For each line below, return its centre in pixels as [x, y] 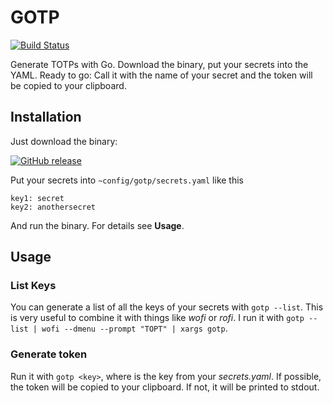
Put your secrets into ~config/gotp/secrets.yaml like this [127, 180]
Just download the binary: [64, 141]
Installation [46, 117]
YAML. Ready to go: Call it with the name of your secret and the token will [161, 75]
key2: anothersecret [53, 207]
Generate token [49, 354]
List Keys [33, 286]
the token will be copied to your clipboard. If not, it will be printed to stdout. [165, 387]
